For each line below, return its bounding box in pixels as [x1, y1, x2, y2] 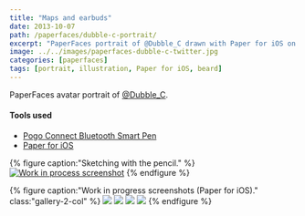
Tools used [9, 110, 53, 121]
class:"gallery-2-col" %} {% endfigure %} [9, 196, 213, 207]
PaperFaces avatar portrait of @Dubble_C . [9, 88, 169, 100]
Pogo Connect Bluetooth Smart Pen [22, 130, 157, 141]
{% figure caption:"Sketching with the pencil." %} [9, 158, 195, 169]
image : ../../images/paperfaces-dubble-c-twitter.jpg [9, 47, 219, 57]
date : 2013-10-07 [9, 22, 76, 31]
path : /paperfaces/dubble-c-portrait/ [9, 30, 157, 39]
